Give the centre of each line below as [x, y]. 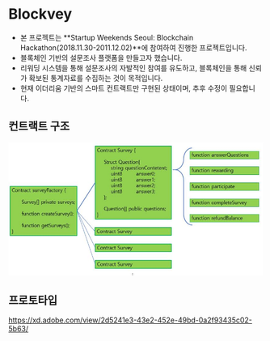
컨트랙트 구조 [39, 126]
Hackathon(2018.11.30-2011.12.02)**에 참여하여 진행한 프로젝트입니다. [134, 47]
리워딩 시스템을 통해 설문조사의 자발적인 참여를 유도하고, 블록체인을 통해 [133, 68]
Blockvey [40, 14]
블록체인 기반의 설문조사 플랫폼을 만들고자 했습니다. [101, 58]
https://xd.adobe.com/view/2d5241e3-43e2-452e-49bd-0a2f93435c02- [131, 320]
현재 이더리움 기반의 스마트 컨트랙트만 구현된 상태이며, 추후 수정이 [124, 88]
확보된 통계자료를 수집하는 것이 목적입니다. [96, 78]
